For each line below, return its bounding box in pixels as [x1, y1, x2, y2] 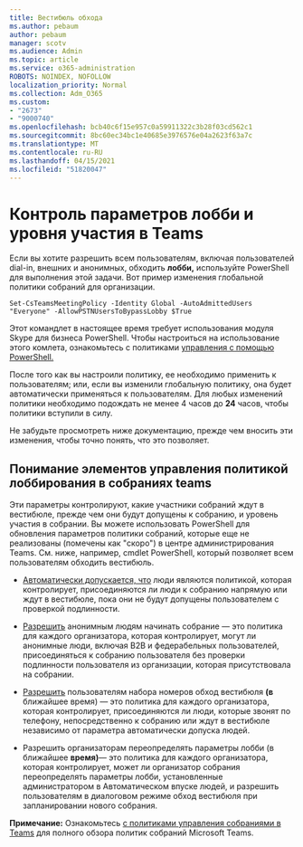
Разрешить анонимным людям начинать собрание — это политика [22, 621, 283, 632]
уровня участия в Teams [9, 223, 204, 243]
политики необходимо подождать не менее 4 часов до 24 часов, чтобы [9, 398, 289, 409]
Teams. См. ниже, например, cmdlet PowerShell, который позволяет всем [9, 547, 294, 558]
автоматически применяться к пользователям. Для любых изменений [9, 388, 283, 399]
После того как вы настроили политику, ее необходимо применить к [9, 369, 277, 380]
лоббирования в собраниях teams [9, 475, 213, 490]
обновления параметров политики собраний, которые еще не [9, 528, 251, 539]
